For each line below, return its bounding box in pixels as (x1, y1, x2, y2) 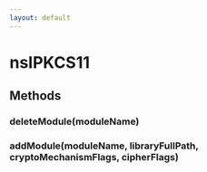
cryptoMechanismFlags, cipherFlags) (9, 151, 179, 164)
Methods (9, 88, 62, 104)
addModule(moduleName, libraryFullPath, (9, 139, 199, 152)
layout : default (9, 13, 71, 23)
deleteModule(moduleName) (9, 115, 140, 128)
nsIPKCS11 (9, 52, 91, 72)
